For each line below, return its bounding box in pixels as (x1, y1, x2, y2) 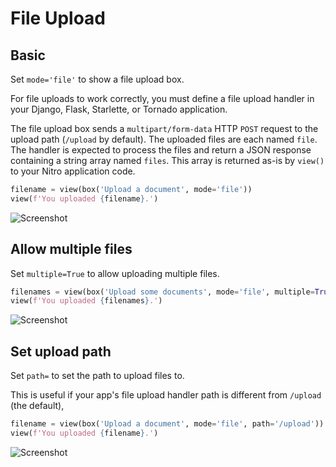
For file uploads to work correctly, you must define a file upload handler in (10, 93, 315, 104)
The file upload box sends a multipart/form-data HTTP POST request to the (10, 123, 319, 134)
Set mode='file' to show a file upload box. (10, 73, 185, 85)
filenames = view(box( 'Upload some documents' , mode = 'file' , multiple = (10, 287, 315, 297)
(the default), (10, 400, 65, 412)
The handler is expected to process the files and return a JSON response (10, 144, 312, 156)
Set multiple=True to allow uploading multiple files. (10, 267, 220, 279)
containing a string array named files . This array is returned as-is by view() (10, 155, 325, 166)
